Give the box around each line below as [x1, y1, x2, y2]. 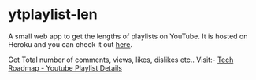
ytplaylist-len [8, 5, 98, 24]
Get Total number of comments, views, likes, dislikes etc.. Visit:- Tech [8, 55, 234, 64]
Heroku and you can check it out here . [8, 39, 132, 49]
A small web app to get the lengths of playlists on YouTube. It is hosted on [8, 31, 248, 41]
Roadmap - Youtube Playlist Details [8, 63, 122, 72]
